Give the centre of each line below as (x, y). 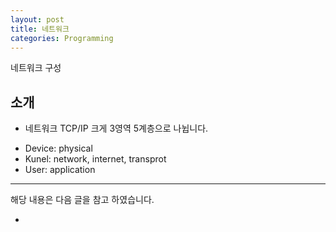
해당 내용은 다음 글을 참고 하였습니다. (82, 200)
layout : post (37, 19)
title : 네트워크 (40, 29)
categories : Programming (62, 38)
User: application (60, 170)
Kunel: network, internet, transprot (95, 159)
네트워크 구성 (36, 68)
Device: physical (58, 148)
